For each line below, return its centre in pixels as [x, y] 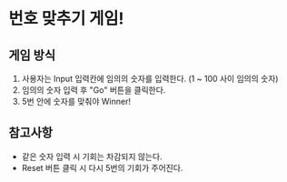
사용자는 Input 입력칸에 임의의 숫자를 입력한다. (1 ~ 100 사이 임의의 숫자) [150, 79]
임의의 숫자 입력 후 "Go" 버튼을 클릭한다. [94, 90]
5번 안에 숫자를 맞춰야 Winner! [76, 101]
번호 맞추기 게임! [66, 19]
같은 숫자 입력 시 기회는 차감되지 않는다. [92, 157]
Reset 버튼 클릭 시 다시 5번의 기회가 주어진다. [102, 167]
